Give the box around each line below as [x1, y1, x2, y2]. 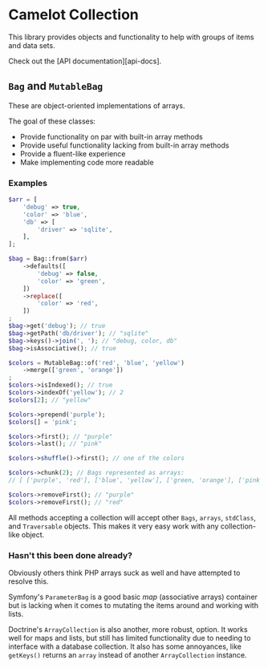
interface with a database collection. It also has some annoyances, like [8, 642, 242, 651]
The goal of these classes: [8, 116, 96, 126]
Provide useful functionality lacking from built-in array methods [19, 140, 229, 150]
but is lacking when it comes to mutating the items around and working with [8, 600, 259, 610]
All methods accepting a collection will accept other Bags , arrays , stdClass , [8, 512, 257, 522]
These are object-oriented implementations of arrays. [8, 100, 186, 110]
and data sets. [8, 40, 55, 50]
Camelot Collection [8, 6, 139, 24]
